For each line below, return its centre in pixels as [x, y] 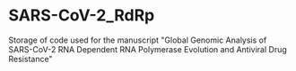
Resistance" [30, 59]
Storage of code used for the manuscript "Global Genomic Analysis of [138, 40]
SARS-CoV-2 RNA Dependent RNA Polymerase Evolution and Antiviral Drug [148, 49]
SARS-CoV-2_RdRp [82, 16]
